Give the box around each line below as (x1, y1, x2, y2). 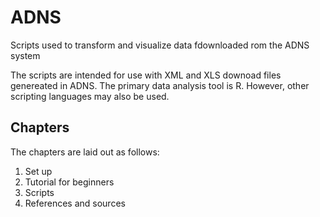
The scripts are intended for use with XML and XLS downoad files (10, 69, 282, 81)
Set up (24, 165, 53, 177)
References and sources (24, 197, 126, 209)
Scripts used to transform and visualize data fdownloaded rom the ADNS (10, 39, 310, 51)
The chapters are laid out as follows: (10, 146, 160, 158)
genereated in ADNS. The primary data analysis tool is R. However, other (10, 79, 310, 91)
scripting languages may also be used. (10, 90, 170, 102)
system (10, 49, 41, 61)
